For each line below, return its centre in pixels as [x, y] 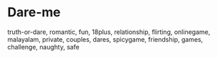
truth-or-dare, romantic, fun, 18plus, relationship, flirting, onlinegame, [109, 32]
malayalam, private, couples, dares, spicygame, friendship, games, [105, 39]
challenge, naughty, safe [43, 47]
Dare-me [34, 12]
